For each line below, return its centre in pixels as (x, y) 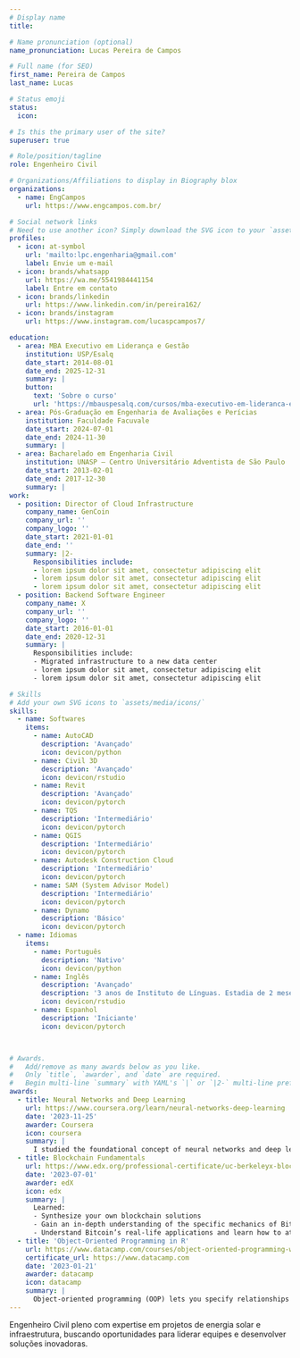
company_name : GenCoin (67, 512)
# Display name (37, 17)
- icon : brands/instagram (66, 314)
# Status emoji (37, 99)
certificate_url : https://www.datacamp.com (108, 1257)
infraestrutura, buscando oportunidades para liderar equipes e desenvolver (148, 1334)
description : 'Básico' (83, 918)
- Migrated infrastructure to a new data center (125, 662)
